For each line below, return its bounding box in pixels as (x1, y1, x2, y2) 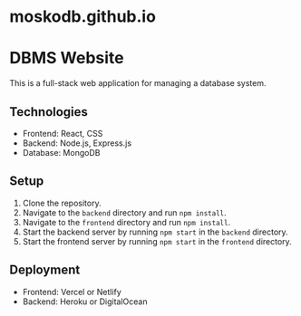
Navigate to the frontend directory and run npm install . (22, 216, 231, 227)
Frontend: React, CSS (22, 128, 103, 139)
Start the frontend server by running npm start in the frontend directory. (22, 235, 292, 246)
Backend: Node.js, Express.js (22, 138, 132, 148)
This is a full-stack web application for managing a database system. (9, 78, 267, 89)
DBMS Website (9, 48, 124, 69)
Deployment (9, 263, 81, 278)
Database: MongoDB (22, 147, 101, 158)
